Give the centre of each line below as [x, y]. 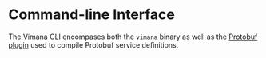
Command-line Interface [92, 15]
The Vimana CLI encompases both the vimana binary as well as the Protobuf [133, 37]
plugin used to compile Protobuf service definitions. [93, 44]
